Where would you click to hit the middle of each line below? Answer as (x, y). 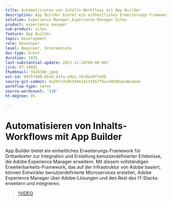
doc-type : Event (23, 53)
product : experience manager (36, 24)
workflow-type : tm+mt (28, 86)
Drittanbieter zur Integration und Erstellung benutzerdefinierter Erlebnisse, (84, 156)
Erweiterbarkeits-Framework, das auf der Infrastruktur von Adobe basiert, (83, 167)
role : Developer (23, 44)
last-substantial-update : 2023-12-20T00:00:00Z (57, 63)
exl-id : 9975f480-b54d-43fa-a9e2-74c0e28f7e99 (56, 77)
